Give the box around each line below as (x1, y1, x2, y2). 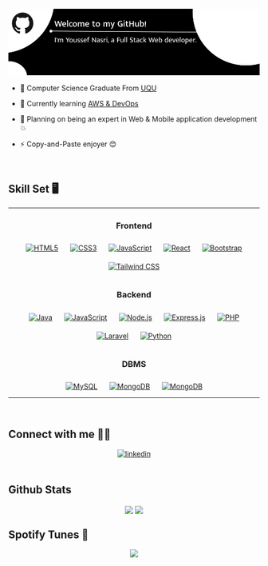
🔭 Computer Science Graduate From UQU (19, 83, 157, 93)
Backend (116, 289, 152, 301)
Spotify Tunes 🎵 (8, 528, 89, 541)
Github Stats (8, 483, 72, 496)
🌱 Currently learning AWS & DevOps (19, 99, 139, 109)
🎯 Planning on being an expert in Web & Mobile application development (19, 114, 258, 124)
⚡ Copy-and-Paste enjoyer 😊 (19, 139, 117, 149)
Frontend (116, 220, 152, 231)
